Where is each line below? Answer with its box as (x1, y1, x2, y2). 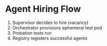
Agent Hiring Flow (5, 3, 81, 15)
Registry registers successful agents (12, 35, 88, 41)
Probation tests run (12, 30, 52, 36)
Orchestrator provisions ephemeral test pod (12, 24, 103, 30)
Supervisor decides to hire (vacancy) (12, 20, 89, 25)
